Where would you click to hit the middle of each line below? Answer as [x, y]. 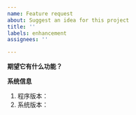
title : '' [22, 26]
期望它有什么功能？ [35, 66]
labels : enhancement [37, 33]
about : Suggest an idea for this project [68, 20]
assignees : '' [28, 40]
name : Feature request [40, 14]
